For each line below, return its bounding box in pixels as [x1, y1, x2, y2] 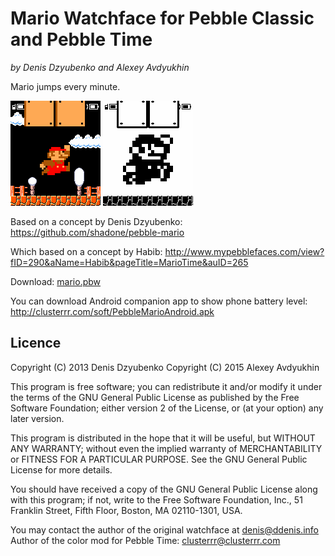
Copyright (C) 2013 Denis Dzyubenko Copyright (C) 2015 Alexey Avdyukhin [10, 361, 320, 373]
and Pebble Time [10, 28, 153, 51]
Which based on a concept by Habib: [10, 245, 163, 257]
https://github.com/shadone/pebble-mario [10, 226, 185, 238]
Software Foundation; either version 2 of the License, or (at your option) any [10, 402, 324, 414]
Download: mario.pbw [10, 275, 102, 287]
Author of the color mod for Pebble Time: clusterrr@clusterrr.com [10, 534, 281, 546]
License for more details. [10, 463, 113, 476]
